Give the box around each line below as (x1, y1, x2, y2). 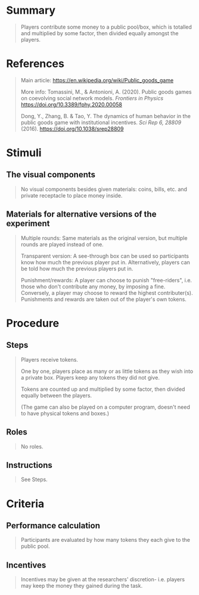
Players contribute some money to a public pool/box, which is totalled (20, 23, 192, 30)
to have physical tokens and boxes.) (20, 409, 110, 417)
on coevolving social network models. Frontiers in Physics (20, 94, 164, 101)
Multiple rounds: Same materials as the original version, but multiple (20, 234, 188, 242)
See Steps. (20, 476, 48, 483)
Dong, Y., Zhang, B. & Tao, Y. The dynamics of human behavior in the (20, 112, 191, 119)
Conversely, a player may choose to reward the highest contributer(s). (20, 289, 193, 296)
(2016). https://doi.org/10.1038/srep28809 (20, 125, 124, 132)
